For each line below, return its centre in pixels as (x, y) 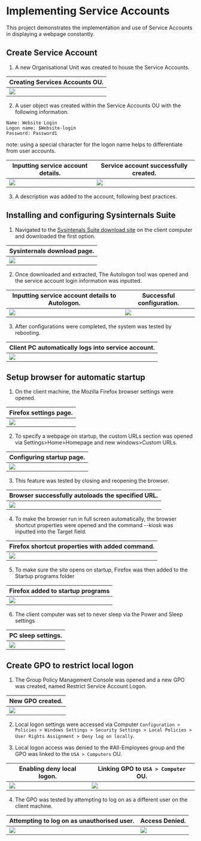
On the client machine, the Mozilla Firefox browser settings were (94, 392)
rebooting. (28, 332)
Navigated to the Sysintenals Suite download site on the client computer (103, 229)
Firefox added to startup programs (60, 591)
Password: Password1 (32, 133)
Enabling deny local (48, 769)
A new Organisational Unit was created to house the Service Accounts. (102, 67)
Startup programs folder (45, 576)
